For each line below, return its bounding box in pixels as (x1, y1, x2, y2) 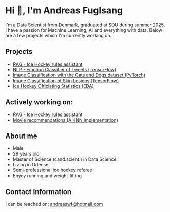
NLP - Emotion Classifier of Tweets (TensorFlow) (12, 66, 117, 72)
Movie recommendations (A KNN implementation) (12, 117, 118, 123)
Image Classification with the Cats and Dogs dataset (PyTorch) (12, 72, 145, 78)
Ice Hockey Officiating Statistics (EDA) (12, 83, 94, 89)
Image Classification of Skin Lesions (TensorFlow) (12, 77, 119, 84)
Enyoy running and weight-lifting (12, 172, 82, 179)
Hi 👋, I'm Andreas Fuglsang (5, 5, 123, 16)
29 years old (12, 151, 40, 157)
